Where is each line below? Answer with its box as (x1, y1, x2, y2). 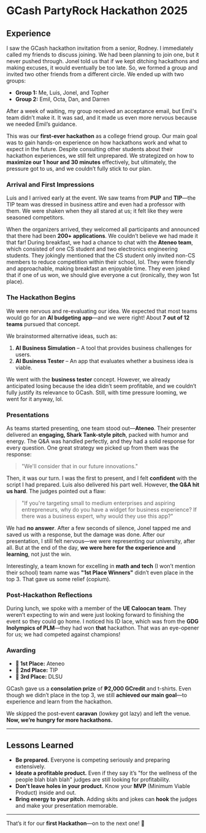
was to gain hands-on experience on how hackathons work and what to (6, 139, 188, 146)
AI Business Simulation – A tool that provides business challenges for (15, 344, 192, 351)
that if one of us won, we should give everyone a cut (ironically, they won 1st (6, 272, 199, 279)
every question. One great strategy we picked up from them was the (6, 444, 179, 452)
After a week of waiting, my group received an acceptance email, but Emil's (6, 108, 197, 114)
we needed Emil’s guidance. (6, 120, 77, 128)
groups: (6, 77, 26, 84)
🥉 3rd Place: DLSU (15, 673, 63, 681)
